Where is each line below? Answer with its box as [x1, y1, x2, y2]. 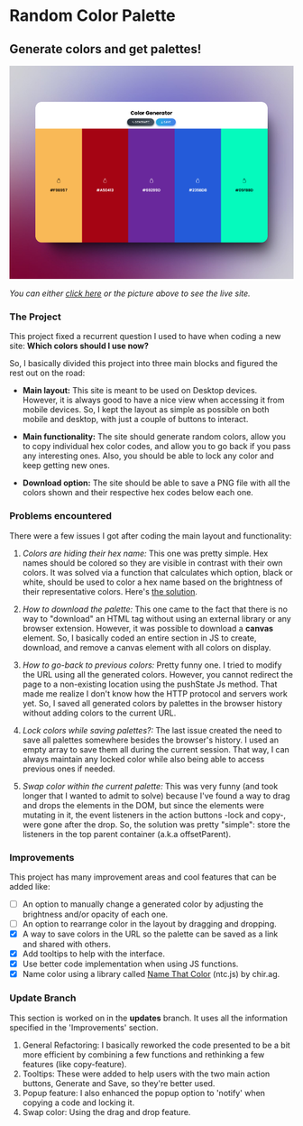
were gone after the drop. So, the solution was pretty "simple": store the [22, 818, 290, 830]
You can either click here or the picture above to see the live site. [9, 288, 251, 299]
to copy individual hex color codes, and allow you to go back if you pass [22, 441, 291, 452]
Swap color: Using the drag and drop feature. [22, 1106, 191, 1117]
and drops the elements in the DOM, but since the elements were [22, 799, 264, 810]
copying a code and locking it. [22, 1097, 135, 1108]
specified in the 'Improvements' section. [9, 1021, 159, 1033]
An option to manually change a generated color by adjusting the [22, 899, 264, 909]
